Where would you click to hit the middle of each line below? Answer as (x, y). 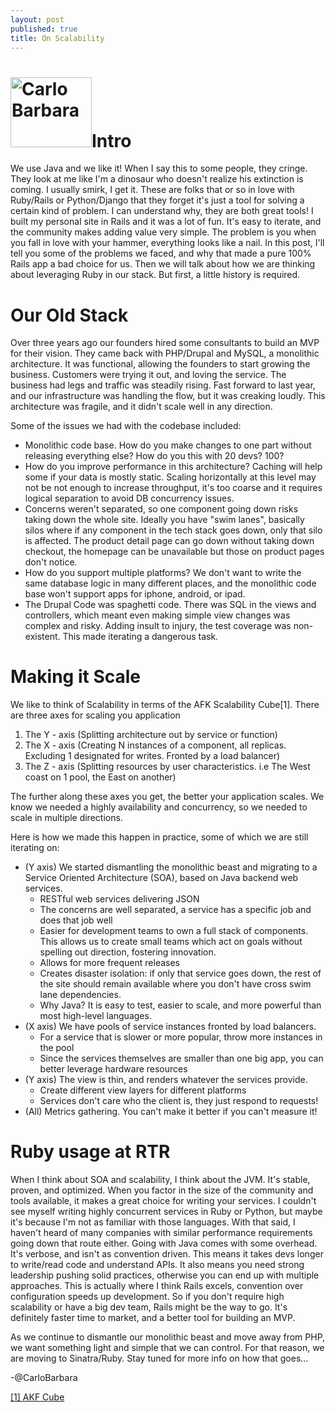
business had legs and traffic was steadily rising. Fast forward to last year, (163, 385)
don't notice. (51, 562)
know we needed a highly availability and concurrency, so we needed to (159, 807)
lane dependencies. (80, 995)
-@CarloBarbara (44, 1378)
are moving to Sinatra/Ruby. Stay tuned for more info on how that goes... (159, 1358)
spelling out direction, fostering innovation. (128, 952)
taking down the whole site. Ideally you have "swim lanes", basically (164, 520)
